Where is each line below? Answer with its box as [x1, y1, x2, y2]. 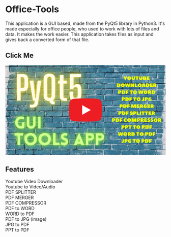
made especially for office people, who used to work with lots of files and [5, 25, 159, 31]
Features [5, 165, 34, 174]
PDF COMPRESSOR [5, 200, 47, 206]
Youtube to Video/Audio [5, 184, 55, 190]
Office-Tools [5, 4, 60, 15]
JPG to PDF [5, 222, 30, 228]
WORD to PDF [5, 211, 35, 217]
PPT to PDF [5, 227, 30, 233]
